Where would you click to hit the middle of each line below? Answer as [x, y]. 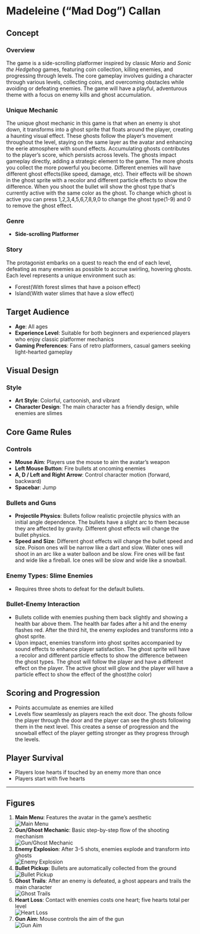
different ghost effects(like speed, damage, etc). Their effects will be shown [99, 174]
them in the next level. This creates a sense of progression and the [96, 726]
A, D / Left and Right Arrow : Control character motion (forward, [93, 474]
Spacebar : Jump [35, 487]
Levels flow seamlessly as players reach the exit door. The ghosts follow [103, 714]
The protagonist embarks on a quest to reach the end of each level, [89, 262]
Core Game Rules [39, 432]
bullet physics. [32, 535]
